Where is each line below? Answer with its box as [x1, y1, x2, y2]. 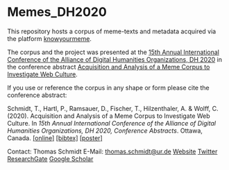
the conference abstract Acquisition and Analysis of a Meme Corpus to [7, 62, 210, 71]
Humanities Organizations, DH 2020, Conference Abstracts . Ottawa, [7, 126, 203, 135]
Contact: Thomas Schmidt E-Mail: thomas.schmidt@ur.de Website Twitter [7, 147, 218, 155]
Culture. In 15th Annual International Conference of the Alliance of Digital [7, 119, 217, 127]
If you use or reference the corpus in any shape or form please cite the [7, 83, 210, 92]
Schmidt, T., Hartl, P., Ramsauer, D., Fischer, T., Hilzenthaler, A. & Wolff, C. [7, 104, 219, 112]
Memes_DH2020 [7, 4, 108, 20]
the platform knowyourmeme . [7, 34, 92, 42]
